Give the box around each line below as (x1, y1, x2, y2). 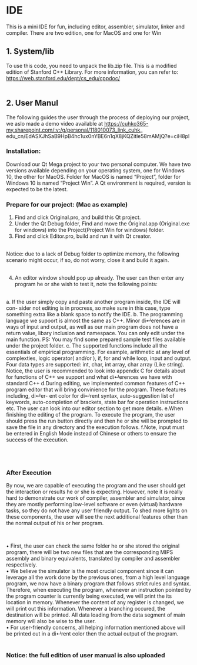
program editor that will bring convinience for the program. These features (6, 386, 186, 393)
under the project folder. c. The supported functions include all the (6, 342, 168, 349)
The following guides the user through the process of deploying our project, (6, 113, 190, 121)
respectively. (6, 561, 37, 568)
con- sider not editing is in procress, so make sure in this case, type (6, 304, 171, 312)
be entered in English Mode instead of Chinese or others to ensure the (6, 430, 176, 437)
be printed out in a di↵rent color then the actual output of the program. (6, 630, 179, 637)
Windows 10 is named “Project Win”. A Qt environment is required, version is (6, 179, 191, 186)
